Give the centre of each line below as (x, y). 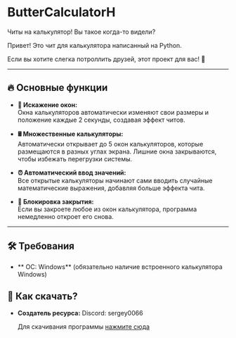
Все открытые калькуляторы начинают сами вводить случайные (115, 180)
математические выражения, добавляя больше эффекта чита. (111, 188)
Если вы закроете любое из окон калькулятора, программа (107, 209)
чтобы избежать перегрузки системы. (75, 158)
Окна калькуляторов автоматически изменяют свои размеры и (113, 112)
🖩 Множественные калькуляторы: (70, 134)
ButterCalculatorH (61, 12)
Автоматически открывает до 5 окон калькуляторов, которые (110, 144)
